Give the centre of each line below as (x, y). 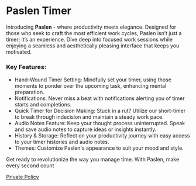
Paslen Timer (39, 11)
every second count (30, 166)
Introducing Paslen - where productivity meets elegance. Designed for (91, 27)
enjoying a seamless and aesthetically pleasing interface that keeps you (93, 46)
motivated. (19, 51)
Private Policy (23, 177)
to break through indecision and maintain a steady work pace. (89, 117)
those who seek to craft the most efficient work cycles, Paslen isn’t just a (94, 33)
